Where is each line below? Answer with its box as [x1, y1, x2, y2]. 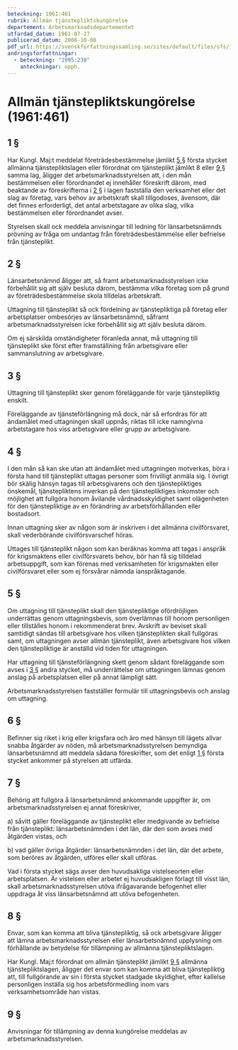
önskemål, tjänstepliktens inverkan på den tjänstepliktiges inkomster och [7, 487, 220, 496]
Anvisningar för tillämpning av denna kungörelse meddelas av [7, 1027, 188, 1036]
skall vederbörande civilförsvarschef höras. [7, 531, 135, 540]
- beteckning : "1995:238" [13, 57, 91, 64]
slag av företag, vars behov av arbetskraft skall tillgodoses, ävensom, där [7, 193, 221, 202]
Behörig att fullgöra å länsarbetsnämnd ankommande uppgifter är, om [7, 795, 211, 804]
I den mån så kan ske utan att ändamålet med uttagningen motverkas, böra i [7, 464, 229, 473]
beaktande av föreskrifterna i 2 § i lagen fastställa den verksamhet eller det [7, 186, 226, 194]
